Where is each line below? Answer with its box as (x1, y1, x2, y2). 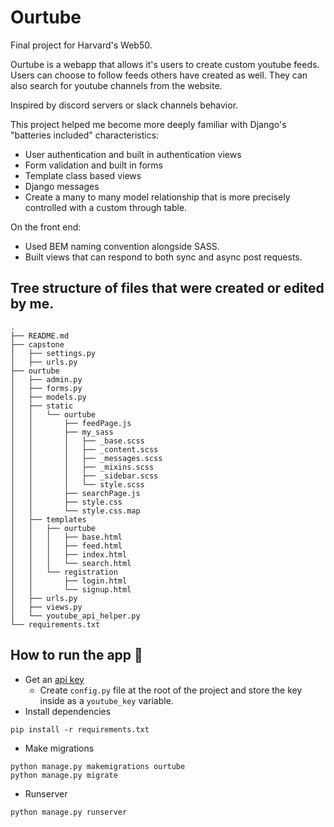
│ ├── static (10, 401, 74, 411)
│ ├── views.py (10, 602, 83, 612)
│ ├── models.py (10, 392, 87, 402)
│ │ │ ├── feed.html (10, 541, 123, 551)
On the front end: (10, 221, 82, 233)
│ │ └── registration (10, 567, 118, 577)
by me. (10, 296, 55, 313)
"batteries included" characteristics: (10, 129, 160, 141)
